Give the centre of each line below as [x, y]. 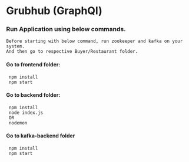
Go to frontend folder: [33, 65]
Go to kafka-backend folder [41, 136]
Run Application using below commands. [66, 29]
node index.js [26, 113]
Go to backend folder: [33, 95]
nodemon [18, 123]
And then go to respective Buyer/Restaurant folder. [72, 52]
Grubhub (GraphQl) [54, 11]
